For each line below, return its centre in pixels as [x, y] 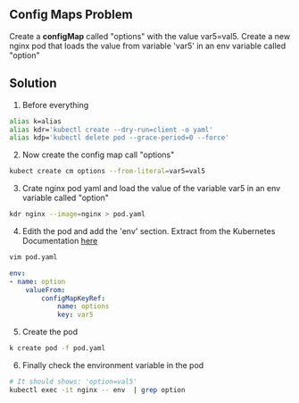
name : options [83, 306]
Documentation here [60, 241]
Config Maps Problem [71, 15]
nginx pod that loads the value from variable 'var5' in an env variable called [148, 46]
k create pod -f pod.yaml [57, 348]
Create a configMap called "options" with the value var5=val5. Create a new [150, 36]
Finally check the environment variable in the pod [113, 365]
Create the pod [50, 332]
